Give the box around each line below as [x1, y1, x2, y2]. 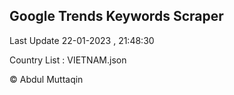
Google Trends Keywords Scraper [9, 8, 224, 25]
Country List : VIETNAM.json [9, 54, 127, 66]
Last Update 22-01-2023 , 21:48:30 [9, 34, 155, 46]
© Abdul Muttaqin [9, 73, 84, 85]
